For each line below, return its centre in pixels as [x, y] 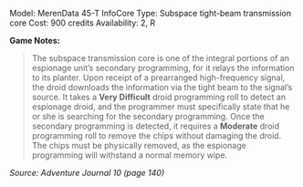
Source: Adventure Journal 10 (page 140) [87, 173]
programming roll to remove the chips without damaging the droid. [157, 135]
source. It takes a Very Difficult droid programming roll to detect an [158, 97]
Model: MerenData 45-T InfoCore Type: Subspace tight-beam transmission [151, 13]
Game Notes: [35, 41]
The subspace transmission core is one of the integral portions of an [161, 58]
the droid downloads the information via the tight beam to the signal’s [162, 87]
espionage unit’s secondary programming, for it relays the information [163, 68]
